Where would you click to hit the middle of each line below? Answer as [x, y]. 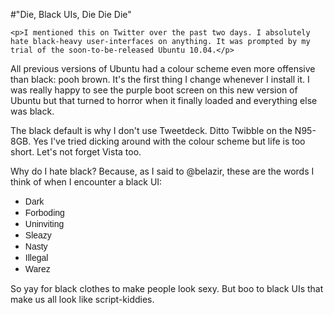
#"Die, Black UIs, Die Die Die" [71, 14]
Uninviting [44, 224]
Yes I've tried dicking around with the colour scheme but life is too [169, 141]
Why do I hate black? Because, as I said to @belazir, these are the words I [162, 171]
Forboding [44, 212]
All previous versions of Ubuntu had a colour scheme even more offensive [163, 68]
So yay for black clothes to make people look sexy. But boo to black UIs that [167, 288]
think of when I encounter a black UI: [86, 182]
